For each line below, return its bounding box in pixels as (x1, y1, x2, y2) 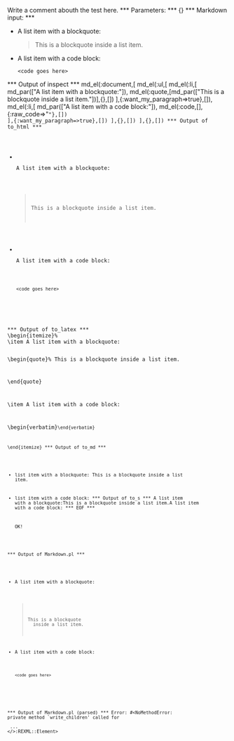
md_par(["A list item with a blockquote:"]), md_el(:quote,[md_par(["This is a (7, 88, 225, 95)
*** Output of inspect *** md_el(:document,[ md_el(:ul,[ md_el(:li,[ (7, 80, 198, 88)
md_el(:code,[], (158, 102, 203, 111)
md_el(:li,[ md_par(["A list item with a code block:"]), (7, 102, 158, 111)
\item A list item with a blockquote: (7, 338, 121, 345)
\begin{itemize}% (7, 332, 58, 339)
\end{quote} (7, 378, 42, 385)
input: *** (7, 13, 35, 22)
